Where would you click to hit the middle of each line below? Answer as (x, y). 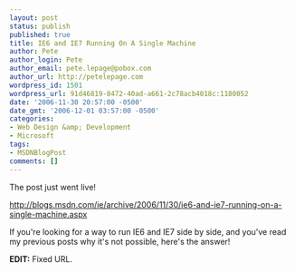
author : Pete (34, 52)
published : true (40, 34)
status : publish (40, 26)
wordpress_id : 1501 (46, 85)
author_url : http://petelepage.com (76, 77)
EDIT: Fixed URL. (41, 258)
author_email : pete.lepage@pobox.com (81, 69)
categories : (32, 119)
